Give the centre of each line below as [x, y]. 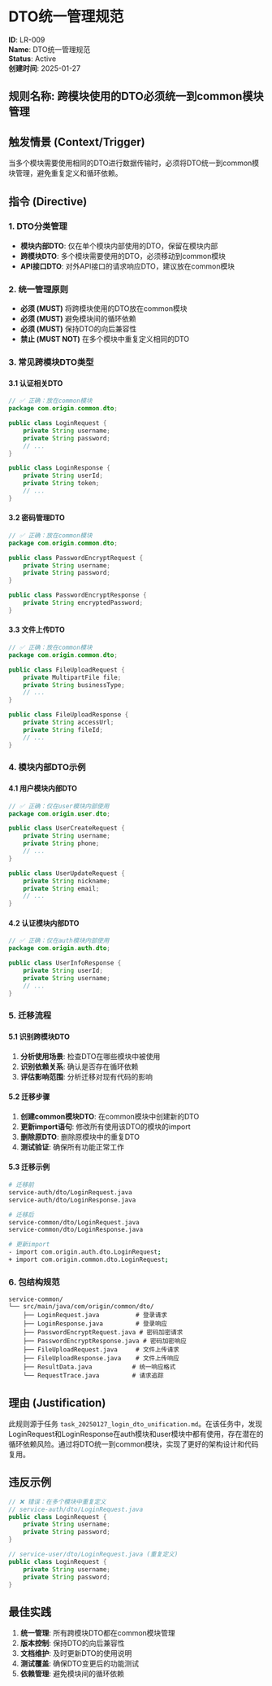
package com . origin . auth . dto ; [60, 948]
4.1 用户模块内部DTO [43, 788]
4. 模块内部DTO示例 [47, 768]
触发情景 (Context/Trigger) [77, 142]
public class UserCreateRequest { [67, 828]
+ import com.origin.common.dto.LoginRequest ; [89, 1260]
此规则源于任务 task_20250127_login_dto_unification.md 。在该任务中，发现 [135, 1424]
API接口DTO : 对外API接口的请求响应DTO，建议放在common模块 [127, 266]
